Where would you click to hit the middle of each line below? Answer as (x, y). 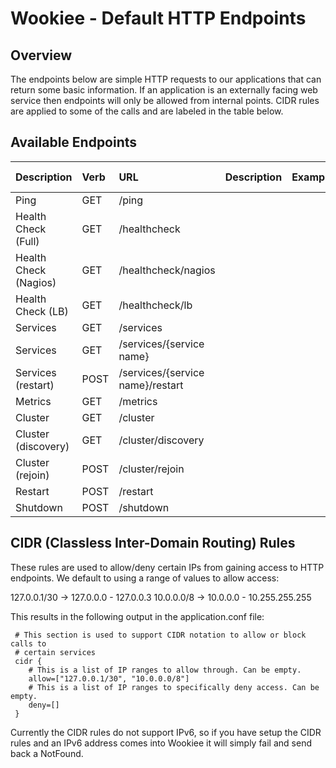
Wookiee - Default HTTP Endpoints (158, 18)
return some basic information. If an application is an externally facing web (164, 90)
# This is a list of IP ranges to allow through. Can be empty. (165, 670)
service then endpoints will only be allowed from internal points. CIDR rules (165, 100)
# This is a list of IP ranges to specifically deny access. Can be (174, 687)
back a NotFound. (47, 753)
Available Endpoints (74, 142)
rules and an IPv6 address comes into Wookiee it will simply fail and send (161, 743)
